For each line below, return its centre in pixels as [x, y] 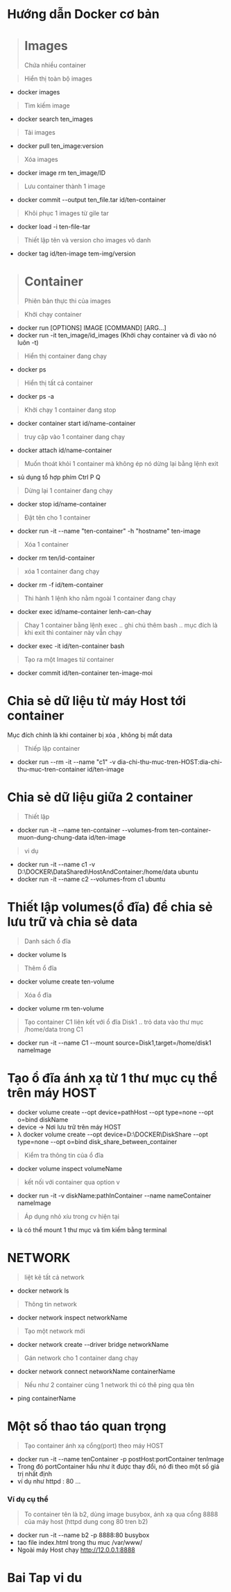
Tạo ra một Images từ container [69, 660]
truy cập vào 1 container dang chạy [75, 437]
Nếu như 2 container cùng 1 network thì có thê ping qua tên [109, 1384]
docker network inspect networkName [72, 1317]
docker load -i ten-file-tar [54, 227]
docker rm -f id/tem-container [60, 585]
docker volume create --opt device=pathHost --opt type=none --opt [115, 1112]
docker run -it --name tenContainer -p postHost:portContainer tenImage [120, 1459]
